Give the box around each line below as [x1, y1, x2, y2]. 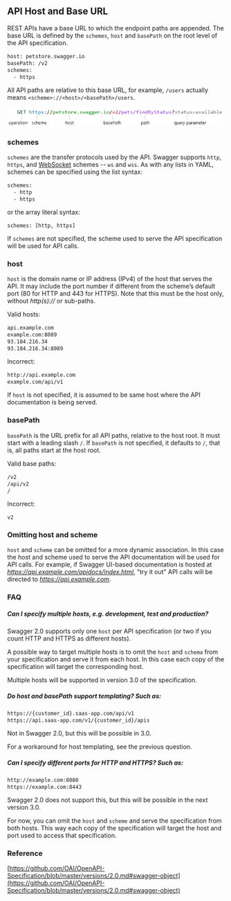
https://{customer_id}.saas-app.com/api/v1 [7, 710, 135, 717]
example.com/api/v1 [7, 379, 64, 386]
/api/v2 [7, 481, 30, 488]
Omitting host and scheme [7, 530, 98, 539]
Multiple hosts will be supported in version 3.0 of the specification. [7, 675, 197, 684]
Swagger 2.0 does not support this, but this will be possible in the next [7, 796, 208, 804]
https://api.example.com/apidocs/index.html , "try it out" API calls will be [7, 568, 213, 576]
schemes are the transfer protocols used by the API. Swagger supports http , [7, 153, 222, 161]
